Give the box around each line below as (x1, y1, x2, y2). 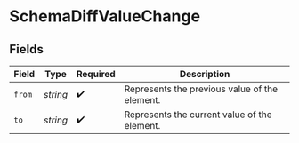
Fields (9, 42, 44, 57)
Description (179, 68, 230, 80)
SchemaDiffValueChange (9, 6, 201, 27)
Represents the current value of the (124, 108, 272, 121)
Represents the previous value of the (124, 83, 279, 95)
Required (76, 68, 116, 80)
